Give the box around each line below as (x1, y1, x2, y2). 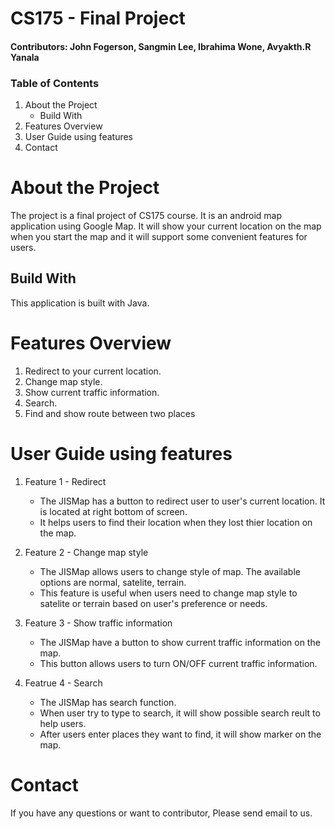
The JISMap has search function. (39, 696, 177, 708)
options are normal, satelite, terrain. (39, 576, 187, 588)
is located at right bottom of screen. (39, 505, 188, 517)
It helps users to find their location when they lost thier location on (39, 516, 313, 528)
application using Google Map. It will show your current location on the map (10, 220, 322, 232)
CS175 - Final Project (10, 7, 186, 30)
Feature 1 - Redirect (24, 475, 107, 487)
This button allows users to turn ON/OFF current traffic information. (39, 657, 318, 669)
